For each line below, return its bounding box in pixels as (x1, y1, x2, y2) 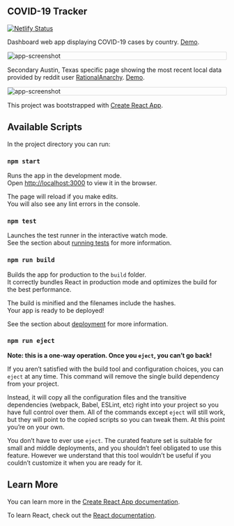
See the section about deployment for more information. (7, 319, 169, 328)
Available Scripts (7, 122, 82, 133)
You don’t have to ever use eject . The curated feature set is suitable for (7, 436, 212, 444)
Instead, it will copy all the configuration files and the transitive (7, 393, 187, 401)
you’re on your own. (7, 423, 65, 431)
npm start (7, 157, 40, 165)
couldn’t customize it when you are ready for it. (7, 458, 143, 467)
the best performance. (7, 285, 72, 293)
